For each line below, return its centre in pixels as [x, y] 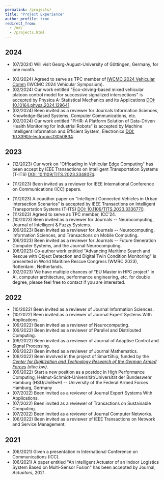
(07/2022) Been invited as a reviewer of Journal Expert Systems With [82, 393]
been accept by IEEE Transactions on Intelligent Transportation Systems [85, 169]
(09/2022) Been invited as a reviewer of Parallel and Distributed [77, 330]
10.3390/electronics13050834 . [43, 136]
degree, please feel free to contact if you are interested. [69, 282]
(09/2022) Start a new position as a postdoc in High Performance [78, 372]
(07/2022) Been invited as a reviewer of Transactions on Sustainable [82, 403]
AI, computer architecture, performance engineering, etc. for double [81, 277]
